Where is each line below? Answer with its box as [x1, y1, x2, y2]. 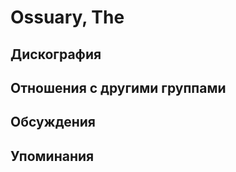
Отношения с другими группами [10, 79, 227, 96]
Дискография [10, 46, 102, 63]
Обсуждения [10, 114, 96, 131]
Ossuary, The [10, 6, 125, 29]
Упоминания [10, 147, 95, 165]
